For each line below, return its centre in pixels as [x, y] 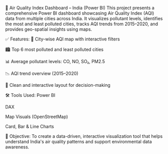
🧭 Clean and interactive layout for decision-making [58, 85]
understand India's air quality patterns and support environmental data [79, 142]
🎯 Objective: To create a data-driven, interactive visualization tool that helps [84, 136]
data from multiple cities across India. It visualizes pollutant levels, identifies [84, 18]
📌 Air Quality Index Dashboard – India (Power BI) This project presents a [80, 8]
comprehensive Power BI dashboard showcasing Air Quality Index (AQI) [80, 13]
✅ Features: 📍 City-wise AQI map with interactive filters [63, 39]
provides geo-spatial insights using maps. [49, 29]
